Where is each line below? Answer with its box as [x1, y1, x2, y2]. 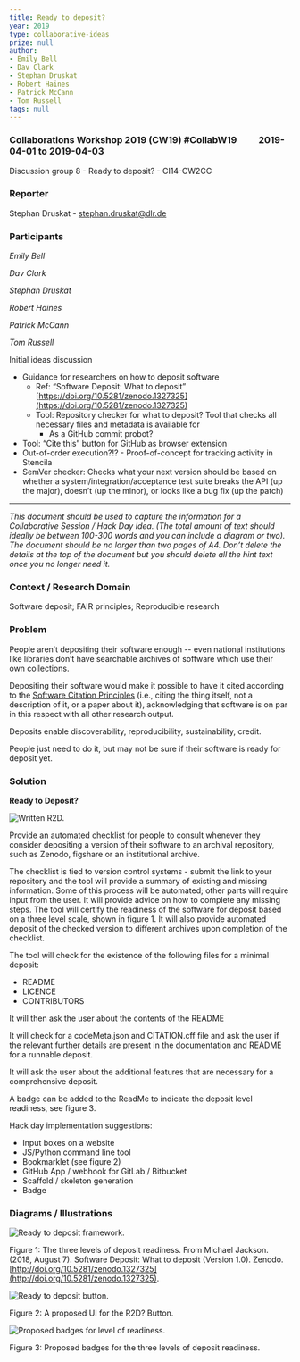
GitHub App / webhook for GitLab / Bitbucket [21, 1166, 187, 1177]
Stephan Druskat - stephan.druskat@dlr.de [9, 207, 167, 219]
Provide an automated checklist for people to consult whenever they [9, 830, 261, 840]
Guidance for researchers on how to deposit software [21, 372, 220, 382]
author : [9, 46, 38, 55]
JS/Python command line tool [21, 1147, 131, 1157]
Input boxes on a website [21, 1138, 115, 1149]
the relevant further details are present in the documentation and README [9, 1040, 283, 1050]
